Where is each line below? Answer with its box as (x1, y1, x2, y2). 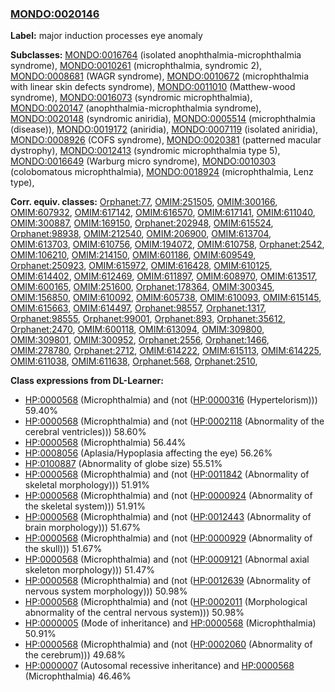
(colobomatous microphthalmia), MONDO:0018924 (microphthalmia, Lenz (10, 166, 314, 178)
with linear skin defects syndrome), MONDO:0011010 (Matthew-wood (10, 81, 296, 93)
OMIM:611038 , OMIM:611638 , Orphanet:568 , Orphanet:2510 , (10, 355, 258, 367)
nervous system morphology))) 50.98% (24, 585, 188, 597)
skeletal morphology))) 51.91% (24, 479, 151, 491)
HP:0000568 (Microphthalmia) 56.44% (24, 437, 187, 449)
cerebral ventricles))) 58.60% (24, 426, 147, 438)
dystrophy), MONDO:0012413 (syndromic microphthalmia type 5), (10, 145, 281, 157)
